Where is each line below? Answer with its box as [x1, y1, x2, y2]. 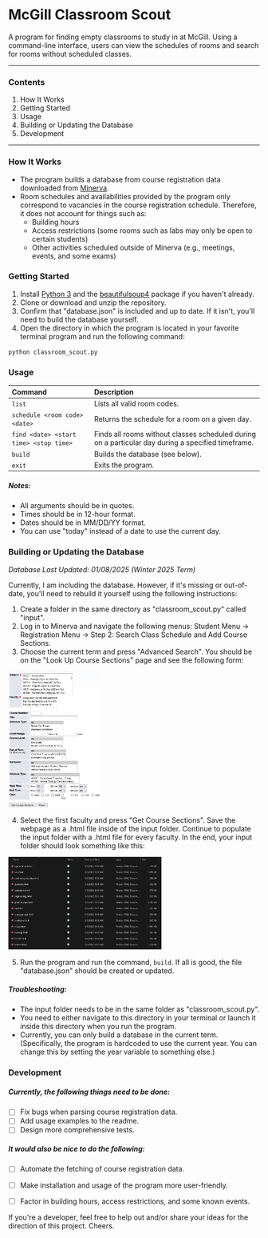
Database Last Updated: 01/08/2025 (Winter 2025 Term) [8, 564, 196, 574]
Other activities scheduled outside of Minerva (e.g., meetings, [31, 242, 235, 252]
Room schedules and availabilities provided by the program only [19, 191, 231, 201]
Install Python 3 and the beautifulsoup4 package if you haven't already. [19, 289, 255, 298]
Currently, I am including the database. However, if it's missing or [8, 580, 223, 590]
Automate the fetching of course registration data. [19, 1164, 185, 1174]
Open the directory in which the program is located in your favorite [19, 323, 239, 333]
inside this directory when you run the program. [19, 1022, 177, 1032]
